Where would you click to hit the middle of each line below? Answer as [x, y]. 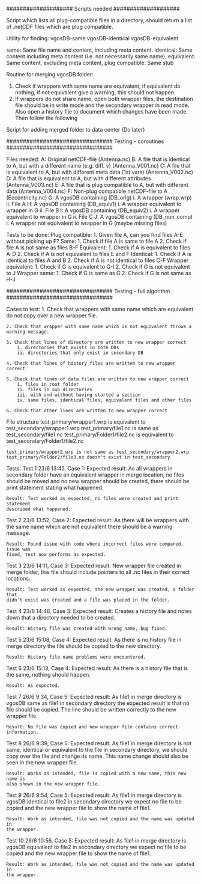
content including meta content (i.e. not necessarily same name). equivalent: [101, 56]
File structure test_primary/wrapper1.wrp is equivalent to [76, 422]
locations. [18, 578]
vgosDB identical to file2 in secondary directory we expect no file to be [94, 801]
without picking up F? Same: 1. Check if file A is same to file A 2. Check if [97, 241]
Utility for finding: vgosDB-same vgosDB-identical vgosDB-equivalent [92, 38]
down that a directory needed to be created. [61, 617]
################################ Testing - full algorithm [88, 291]
